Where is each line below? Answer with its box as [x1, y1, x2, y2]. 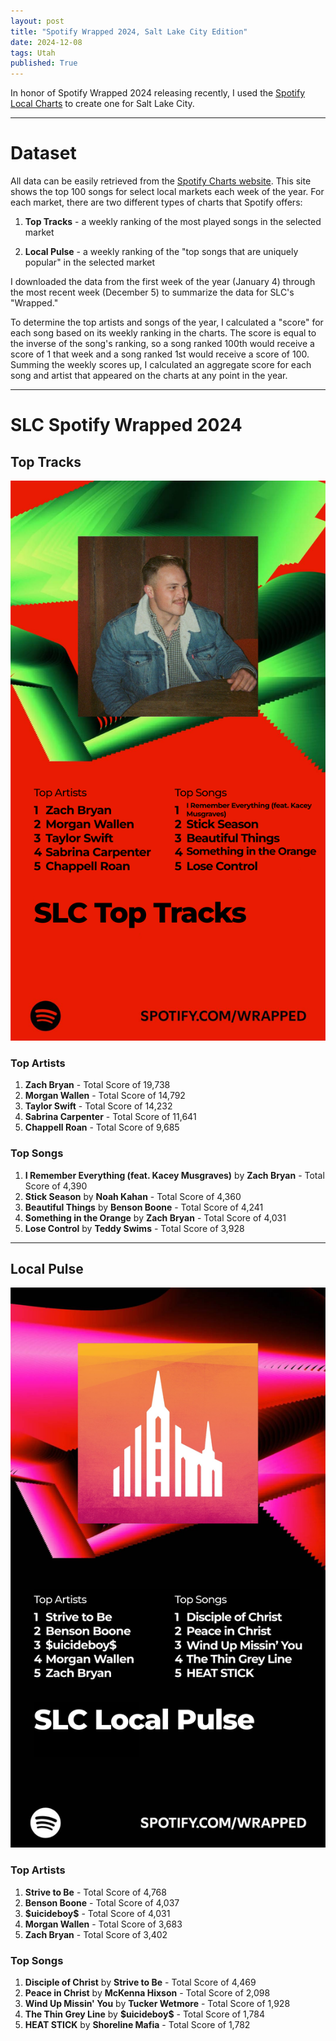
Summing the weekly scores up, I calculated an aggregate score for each [10, 359, 312, 371]
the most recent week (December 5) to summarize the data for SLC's [10, 286, 295, 299]
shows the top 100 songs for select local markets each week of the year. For [10, 186, 325, 198]
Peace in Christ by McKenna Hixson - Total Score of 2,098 [24, 1987, 271, 1999]
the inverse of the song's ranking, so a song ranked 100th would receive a [10, 338, 315, 350]
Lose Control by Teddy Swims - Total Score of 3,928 [24, 1222, 245, 1234]
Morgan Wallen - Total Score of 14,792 [24, 1090, 186, 1102]
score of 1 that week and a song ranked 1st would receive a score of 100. [10, 348, 310, 360]
